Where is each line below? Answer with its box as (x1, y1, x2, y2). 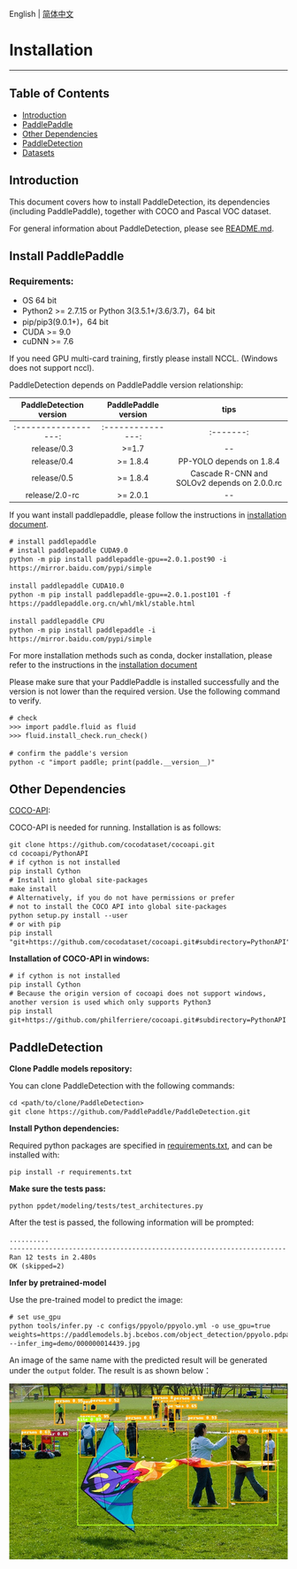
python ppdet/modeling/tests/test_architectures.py (9, 1202, 203, 1211)
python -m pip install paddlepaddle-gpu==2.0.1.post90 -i (9, 555, 227, 564)
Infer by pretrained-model (9, 1278, 107, 1288)
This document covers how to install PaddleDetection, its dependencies (9, 196, 270, 207)
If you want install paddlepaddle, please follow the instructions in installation (9, 509, 287, 520)
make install (9, 885, 57, 894)
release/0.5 (31, 473, 73, 483)
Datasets (21, 147, 55, 158)
